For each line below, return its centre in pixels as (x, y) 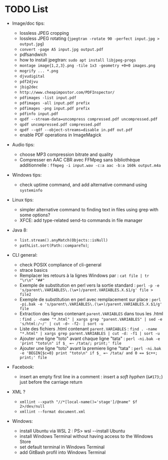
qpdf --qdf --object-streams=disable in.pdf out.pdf (76, 130)
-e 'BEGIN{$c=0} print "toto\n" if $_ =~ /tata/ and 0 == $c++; (89, 353)
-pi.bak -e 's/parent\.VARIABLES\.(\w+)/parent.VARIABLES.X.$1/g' (91, 304)
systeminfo (31, 190)
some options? (35, 215)
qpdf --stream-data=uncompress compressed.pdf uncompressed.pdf (89, 119)
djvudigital (32, 76)
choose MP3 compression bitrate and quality (66, 154)
